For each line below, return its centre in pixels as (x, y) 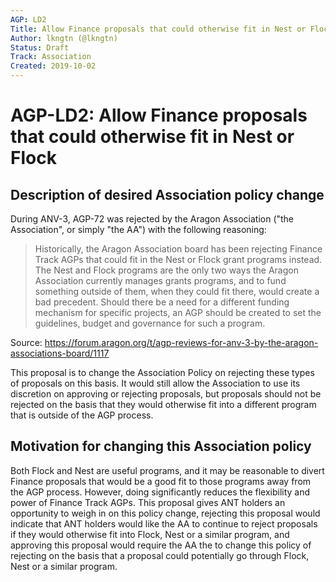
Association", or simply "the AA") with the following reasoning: (138, 229)
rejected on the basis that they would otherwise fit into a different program (163, 404)
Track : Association (51, 57)
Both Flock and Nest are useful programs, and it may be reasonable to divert (167, 470)
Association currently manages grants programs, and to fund (160, 280)
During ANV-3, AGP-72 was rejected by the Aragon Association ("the (152, 219)
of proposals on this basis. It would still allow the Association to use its (155, 383)
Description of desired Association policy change (167, 194)
